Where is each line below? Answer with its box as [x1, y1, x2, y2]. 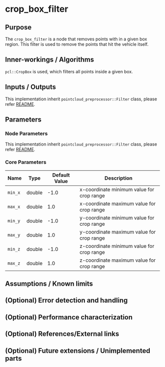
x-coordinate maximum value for [79, 200, 156, 207]
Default [52, 171, 70, 178]
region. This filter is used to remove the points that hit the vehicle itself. [5, 41, 149, 47]
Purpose [5, 23, 32, 31]
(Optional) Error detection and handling [5, 296, 128, 305]
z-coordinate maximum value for [79, 257, 156, 264]
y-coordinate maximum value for [79, 228, 156, 235]
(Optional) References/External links [5, 330, 119, 338]
